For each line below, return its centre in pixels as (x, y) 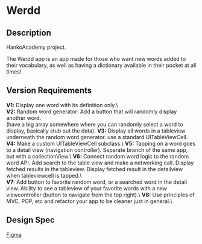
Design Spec (31, 220)
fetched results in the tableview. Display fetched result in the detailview (94, 169)
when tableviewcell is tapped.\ (44, 175)
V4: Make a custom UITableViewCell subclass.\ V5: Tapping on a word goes (101, 143)
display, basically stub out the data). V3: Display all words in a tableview (96, 131)
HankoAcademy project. (36, 47)
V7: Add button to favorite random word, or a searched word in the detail (97, 182)
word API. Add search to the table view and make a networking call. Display (100, 163)
